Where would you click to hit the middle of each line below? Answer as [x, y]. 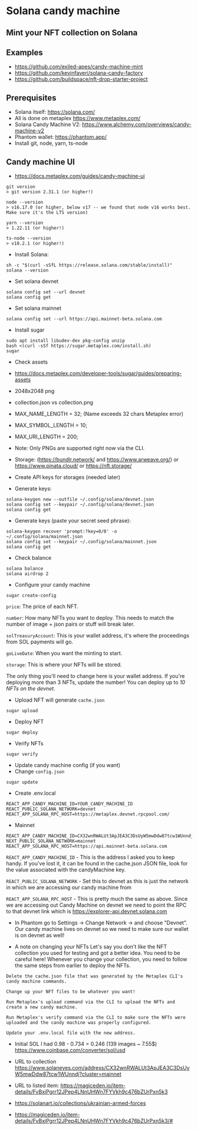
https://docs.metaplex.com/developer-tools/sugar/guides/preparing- [98, 374]
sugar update [22, 782]
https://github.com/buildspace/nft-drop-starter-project [81, 79]
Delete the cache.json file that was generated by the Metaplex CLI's [95, 976]
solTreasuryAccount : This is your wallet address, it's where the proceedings [98, 636]
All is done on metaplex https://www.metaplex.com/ [77, 118]
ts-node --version [29, 239]
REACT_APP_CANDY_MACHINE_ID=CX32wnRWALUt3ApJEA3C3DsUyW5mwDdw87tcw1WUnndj [100, 836]
